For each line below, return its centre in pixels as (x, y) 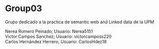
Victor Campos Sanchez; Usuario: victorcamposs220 (59, 36)
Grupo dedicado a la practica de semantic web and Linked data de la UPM (80, 22)
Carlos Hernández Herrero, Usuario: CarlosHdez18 (56, 41)
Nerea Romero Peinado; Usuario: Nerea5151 (49, 31)
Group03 (24, 8)
